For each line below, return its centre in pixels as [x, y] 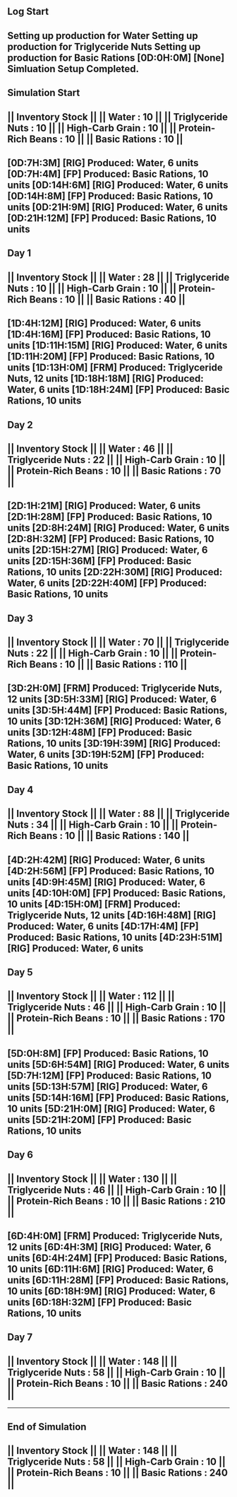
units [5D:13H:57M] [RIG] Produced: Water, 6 [108, 1087]
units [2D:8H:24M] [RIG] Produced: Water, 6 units [119, 528]
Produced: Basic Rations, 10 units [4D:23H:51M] [115, 937]
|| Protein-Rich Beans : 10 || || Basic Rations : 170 [116, 1018]
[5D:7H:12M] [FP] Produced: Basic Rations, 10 [109, 1075]
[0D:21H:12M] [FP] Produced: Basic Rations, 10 [112, 218]
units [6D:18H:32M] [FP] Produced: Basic [100, 1302]
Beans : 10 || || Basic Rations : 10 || [106, 139]
